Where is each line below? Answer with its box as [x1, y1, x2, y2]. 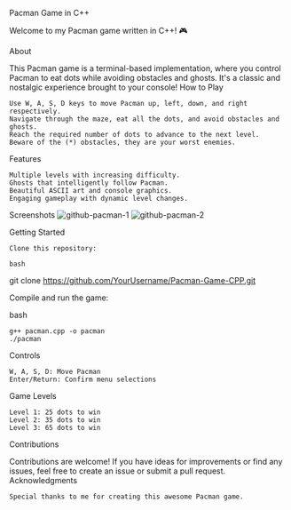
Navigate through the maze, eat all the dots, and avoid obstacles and [9, 115, 279, 124]
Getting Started [9, 227, 66, 237]
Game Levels [9, 391, 58, 401]
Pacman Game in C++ [9, 8, 90, 18]
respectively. [9, 107, 62, 116]
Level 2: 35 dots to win [9, 416, 101, 425]
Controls [9, 350, 41, 361]
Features [9, 154, 42, 163]
